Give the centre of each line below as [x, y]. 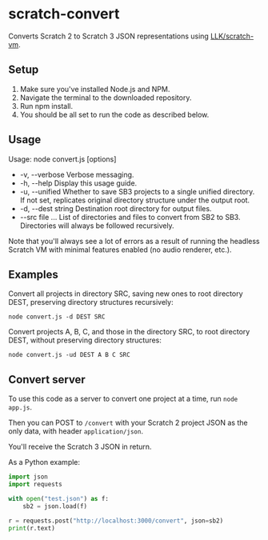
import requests [35, 485]
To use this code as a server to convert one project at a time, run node [123, 399]
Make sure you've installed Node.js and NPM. [95, 89]
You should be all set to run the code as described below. [114, 114]
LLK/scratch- [232, 36]
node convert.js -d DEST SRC [57, 317]
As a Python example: [44, 462]
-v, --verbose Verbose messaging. [77, 174]
